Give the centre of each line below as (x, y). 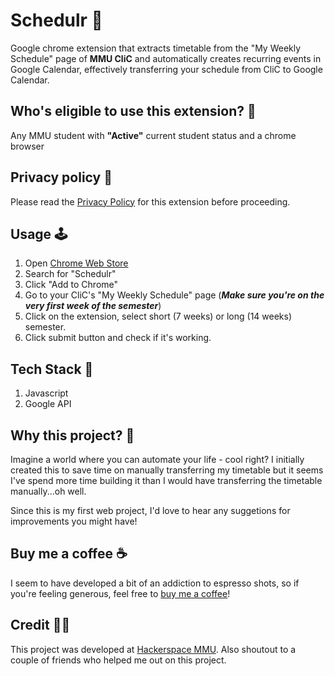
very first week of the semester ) (93, 306)
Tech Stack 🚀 (52, 369)
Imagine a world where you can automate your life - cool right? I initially (157, 459)
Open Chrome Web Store (76, 263)
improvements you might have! (74, 521)
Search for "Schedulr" (70, 274)
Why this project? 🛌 (72, 435)
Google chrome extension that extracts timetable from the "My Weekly (156, 48)
